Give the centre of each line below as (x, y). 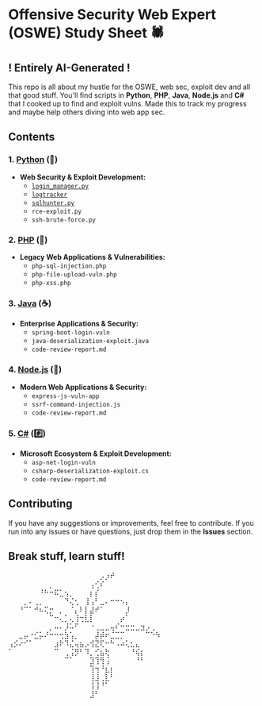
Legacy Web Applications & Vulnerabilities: (92, 257)
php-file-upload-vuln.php (74, 274)
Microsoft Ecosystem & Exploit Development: (95, 453)
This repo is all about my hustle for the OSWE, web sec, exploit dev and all (129, 87)
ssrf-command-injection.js (76, 404)
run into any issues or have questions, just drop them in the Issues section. (131, 531)
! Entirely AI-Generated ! (69, 68)
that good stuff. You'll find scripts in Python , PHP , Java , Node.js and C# (126, 95)
